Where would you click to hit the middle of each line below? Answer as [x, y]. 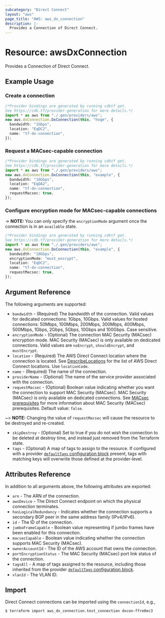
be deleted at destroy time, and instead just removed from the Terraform [85, 438]
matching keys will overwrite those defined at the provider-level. [77, 459]
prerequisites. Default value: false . [48, 408]
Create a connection [30, 96]
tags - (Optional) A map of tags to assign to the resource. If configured [84, 448]
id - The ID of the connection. [42, 522]
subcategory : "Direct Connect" [37, 10]
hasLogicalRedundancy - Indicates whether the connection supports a [82, 511]
